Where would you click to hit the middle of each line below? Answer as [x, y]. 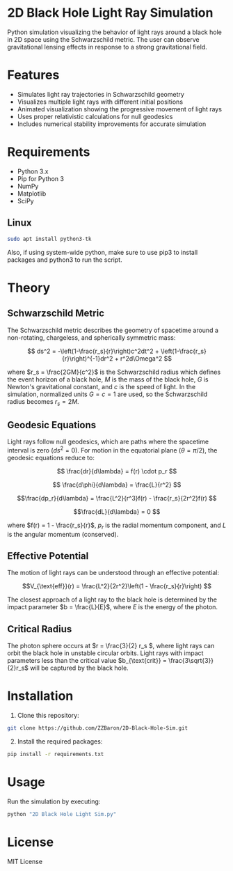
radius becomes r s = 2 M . [43, 402]
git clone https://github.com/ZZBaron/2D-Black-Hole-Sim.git [98, 728]
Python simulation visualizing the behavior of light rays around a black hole [115, 32]
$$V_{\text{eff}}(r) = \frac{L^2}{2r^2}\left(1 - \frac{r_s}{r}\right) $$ [117, 586]
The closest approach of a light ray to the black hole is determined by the [112, 599]
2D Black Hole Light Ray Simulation [110, 13]
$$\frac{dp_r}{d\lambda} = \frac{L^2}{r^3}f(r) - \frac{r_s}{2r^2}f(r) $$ [117, 498]
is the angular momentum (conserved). [63, 534]
